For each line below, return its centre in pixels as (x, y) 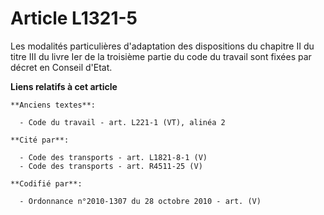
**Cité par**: (40, 140)
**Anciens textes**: (53, 105)
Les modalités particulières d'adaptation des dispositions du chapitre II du (162, 46)
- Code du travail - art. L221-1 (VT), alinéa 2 (122, 122)
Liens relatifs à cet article (64, 86)
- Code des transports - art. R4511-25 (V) (111, 166)
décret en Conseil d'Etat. (61, 67)
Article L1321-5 (74, 18)
